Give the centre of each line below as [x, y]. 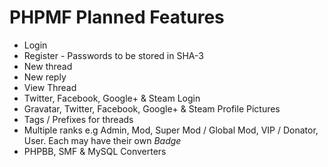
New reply [45, 77]
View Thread [50, 87]
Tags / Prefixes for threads [78, 119]
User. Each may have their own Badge [102, 140]
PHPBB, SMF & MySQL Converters [95, 151]
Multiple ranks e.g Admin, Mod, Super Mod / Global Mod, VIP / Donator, [171, 130]
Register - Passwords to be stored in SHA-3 [113, 55]
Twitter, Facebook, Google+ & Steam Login [112, 98]
